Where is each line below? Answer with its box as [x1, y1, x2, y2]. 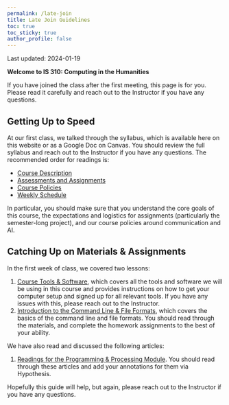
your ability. [16, 328, 51, 336]
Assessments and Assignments [16, 176, 106, 184]
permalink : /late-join [7, 10, 72, 17]
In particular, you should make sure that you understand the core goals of [7, 204, 215, 212]
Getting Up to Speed [7, 115, 95, 127]
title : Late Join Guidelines [7, 16, 91, 23]
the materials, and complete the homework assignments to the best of [16, 321, 215, 329]
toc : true [7, 23, 36, 30]
